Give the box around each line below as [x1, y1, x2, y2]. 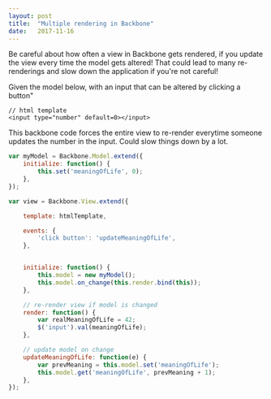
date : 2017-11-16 [8, 27, 75, 35]
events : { [23, 227, 57, 235]
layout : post [8, 11, 53, 20]
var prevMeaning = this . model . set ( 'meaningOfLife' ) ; [37, 361, 220, 369]
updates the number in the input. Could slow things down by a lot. [8, 137, 229, 146]
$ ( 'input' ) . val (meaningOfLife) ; [37, 323, 148, 332]
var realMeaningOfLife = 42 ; [37, 316, 136, 324]
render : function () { [23, 308, 96, 317]
